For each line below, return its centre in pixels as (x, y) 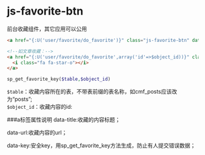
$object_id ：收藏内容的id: (40, 107)
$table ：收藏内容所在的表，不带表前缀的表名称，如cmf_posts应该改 (92, 92)
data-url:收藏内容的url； (37, 133)
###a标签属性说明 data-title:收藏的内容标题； (64, 120)
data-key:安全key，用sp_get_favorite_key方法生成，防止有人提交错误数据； (101, 146)
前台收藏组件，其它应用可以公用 (47, 29)
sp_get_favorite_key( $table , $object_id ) (59, 79)
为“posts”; (19, 99)
